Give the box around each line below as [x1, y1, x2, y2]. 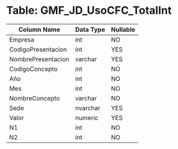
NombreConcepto [9, 94, 60, 102]
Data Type [75, 25, 105, 34]
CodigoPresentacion [9, 45, 67, 53]
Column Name [18, 25, 60, 34]
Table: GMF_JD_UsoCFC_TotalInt [6, 4, 172, 17]
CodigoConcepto [9, 64, 58, 73]
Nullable [111, 25, 135, 34]
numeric [75, 114, 99, 122]
